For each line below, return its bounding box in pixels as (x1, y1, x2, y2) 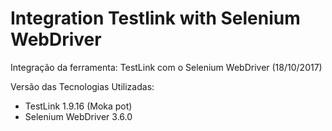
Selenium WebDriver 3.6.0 (24, 110, 133, 122)
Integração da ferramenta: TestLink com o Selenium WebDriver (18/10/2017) (10, 61, 323, 73)
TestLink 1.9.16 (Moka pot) (24, 100, 133, 112)
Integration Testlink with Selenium (10, 7, 301, 30)
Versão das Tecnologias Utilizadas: (10, 80, 155, 92)
